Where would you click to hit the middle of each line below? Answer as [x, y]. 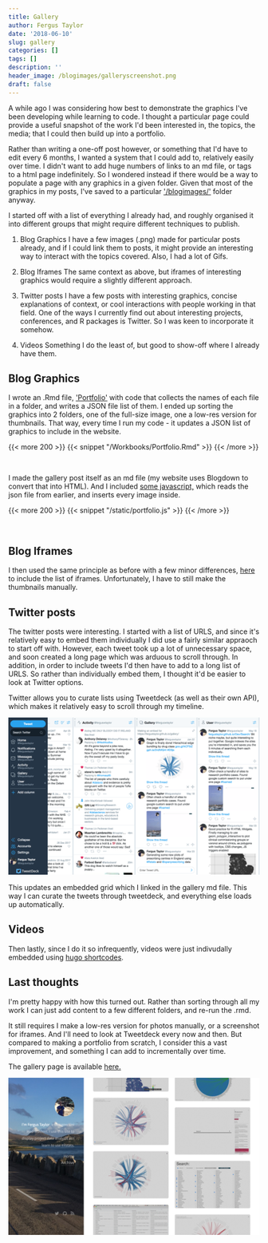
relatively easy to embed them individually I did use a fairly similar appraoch [133, 640]
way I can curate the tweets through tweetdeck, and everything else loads [130, 896]
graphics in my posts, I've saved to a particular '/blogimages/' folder [120, 191]
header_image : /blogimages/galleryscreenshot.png [93, 76]
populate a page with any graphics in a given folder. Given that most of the [131, 183]
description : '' [35, 68]
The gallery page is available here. [65, 1067]
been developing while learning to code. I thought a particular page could [129, 117]
